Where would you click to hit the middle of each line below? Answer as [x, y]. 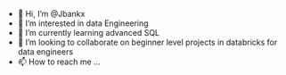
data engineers [45, 52]
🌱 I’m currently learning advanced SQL [89, 33]
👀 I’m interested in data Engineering [83, 23]
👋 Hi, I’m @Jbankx [51, 14]
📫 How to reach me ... [59, 62]
